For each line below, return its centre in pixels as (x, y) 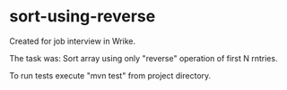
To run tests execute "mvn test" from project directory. (110, 75)
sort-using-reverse (83, 16)
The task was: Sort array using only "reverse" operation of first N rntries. (143, 58)
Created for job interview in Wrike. (73, 41)
